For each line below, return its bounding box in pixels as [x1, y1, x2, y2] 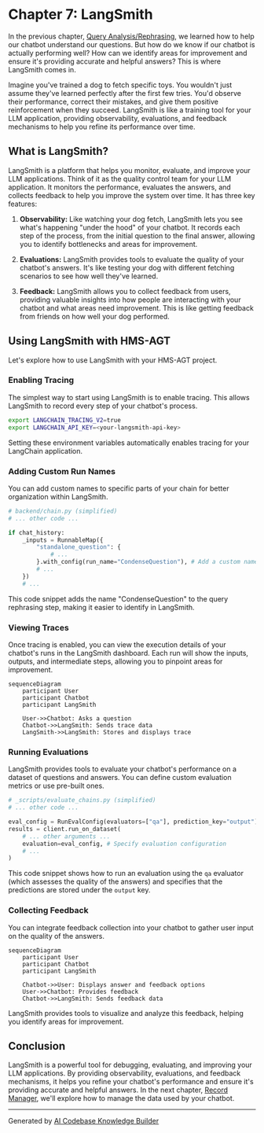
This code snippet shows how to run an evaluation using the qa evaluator [8, 869, 244, 878]
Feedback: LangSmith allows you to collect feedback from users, [19, 286, 231, 296]
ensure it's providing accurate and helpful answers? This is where [8, 57, 222, 66]
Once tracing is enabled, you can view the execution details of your [8, 639, 226, 649]
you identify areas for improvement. [8, 1017, 124, 1026]
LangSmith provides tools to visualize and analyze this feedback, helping [8, 1008, 244, 1017]
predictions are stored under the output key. [8, 885, 151, 895]
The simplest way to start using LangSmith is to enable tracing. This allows [8, 392, 250, 402]
